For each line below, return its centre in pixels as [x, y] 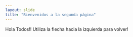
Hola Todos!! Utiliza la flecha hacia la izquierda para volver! [67, 29]
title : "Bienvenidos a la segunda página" [51, 15]
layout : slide [20, 10]
